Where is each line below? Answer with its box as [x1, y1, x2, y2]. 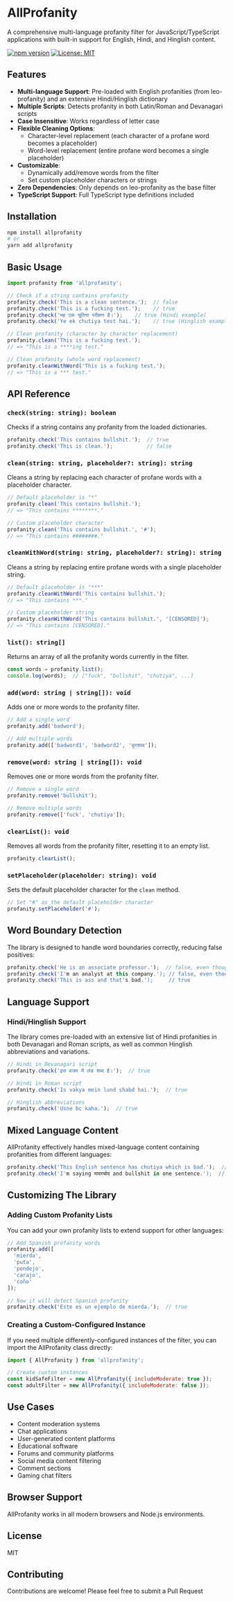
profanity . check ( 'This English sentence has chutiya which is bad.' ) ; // [7, 1164, 228, 1171]
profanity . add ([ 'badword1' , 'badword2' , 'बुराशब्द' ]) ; [7, 742, 157, 749]
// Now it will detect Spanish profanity [7, 1297, 129, 1304]
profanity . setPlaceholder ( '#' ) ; [7, 906, 101, 912]
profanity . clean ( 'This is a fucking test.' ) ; [7, 337, 141, 344]
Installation [7, 210, 57, 223]
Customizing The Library [7, 1190, 116, 1201]
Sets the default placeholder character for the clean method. [7, 885, 180, 894]
